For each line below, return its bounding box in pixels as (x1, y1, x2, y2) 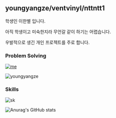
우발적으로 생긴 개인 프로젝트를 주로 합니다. (5, 39, 90, 45)
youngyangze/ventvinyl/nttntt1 (5, 4, 105, 13)
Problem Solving (5, 52, 47, 59)
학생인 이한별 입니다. (5, 18, 46, 24)
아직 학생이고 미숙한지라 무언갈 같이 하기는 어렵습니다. (5, 29, 111, 35)
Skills (5, 86, 19, 93)
